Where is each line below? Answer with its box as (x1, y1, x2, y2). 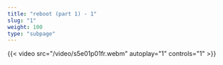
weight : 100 (7, 23, 43, 30)
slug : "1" (7, 17, 37, 24)
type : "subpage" (7, 30, 56, 37)
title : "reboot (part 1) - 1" (7, 10, 98, 18)
